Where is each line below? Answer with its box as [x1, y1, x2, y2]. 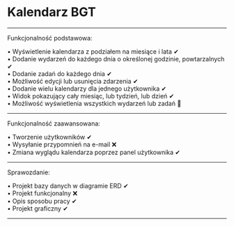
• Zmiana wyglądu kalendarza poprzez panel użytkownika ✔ [7, 148, 181, 156]
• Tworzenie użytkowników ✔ [7, 133, 93, 141]
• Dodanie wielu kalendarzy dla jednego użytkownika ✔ [7, 84, 167, 93]
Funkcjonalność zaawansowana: [7, 119, 101, 128]
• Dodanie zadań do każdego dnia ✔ [7, 69, 113, 77]
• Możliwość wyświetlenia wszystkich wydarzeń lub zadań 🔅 [7, 99, 182, 107]
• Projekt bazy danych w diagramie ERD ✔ [7, 181, 129, 190]
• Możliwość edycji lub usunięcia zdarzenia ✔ [7, 77, 139, 85]
